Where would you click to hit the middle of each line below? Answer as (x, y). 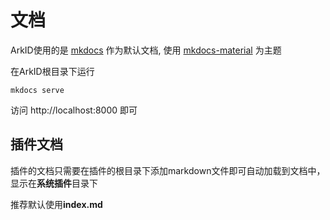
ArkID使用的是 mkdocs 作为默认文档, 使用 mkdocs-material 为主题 (146, 50)
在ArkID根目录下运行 (52, 71)
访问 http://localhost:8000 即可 (74, 110)
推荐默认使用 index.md (56, 204)
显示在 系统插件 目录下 (54, 183)
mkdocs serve (37, 90)
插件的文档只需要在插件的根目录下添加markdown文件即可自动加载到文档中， (168, 170)
